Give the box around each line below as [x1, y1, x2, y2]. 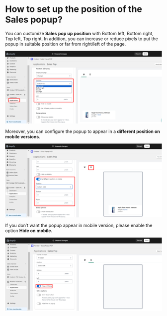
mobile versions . [5, 134, 41, 140]
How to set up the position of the [5, 3, 143, 15]
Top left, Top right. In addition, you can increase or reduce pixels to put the [5, 36, 158, 42]
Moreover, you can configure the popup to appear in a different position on [5, 128, 160, 134]
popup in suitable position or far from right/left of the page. [5, 41, 126, 47]
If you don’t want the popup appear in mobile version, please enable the [5, 222, 153, 228]
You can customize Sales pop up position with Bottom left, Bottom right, [5, 30, 154, 36]
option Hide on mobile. [5, 227, 53, 234]
